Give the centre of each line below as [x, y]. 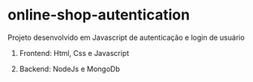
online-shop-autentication [99, 15]
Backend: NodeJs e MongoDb [70, 69]
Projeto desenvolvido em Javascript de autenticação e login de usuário [126, 37]
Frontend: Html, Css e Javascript [74, 53]
